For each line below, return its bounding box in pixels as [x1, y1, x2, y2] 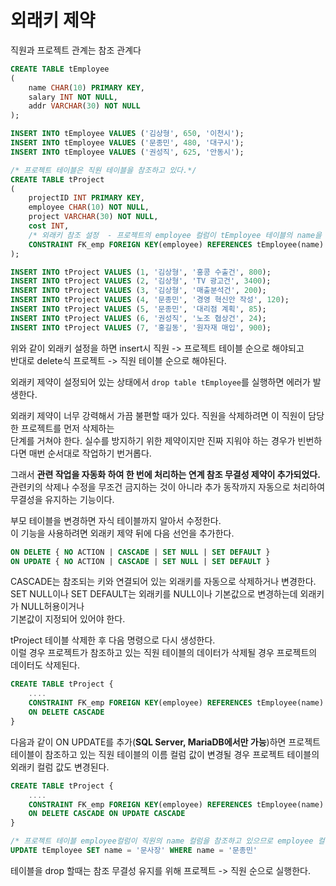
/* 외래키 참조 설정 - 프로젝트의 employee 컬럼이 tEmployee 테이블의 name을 [28, 230, 322, 240]
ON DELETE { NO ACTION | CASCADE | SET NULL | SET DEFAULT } [10, 547, 271, 557]
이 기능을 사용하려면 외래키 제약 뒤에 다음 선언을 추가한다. [10, 527, 235, 539]
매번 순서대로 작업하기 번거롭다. [28, 447, 152, 459]
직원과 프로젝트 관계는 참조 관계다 [10, 44, 142, 56]
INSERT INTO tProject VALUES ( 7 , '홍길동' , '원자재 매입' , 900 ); [10, 322, 272, 333]
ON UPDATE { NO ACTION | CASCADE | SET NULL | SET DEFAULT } [10, 556, 271, 566]
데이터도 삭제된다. [10, 659, 81, 671]
